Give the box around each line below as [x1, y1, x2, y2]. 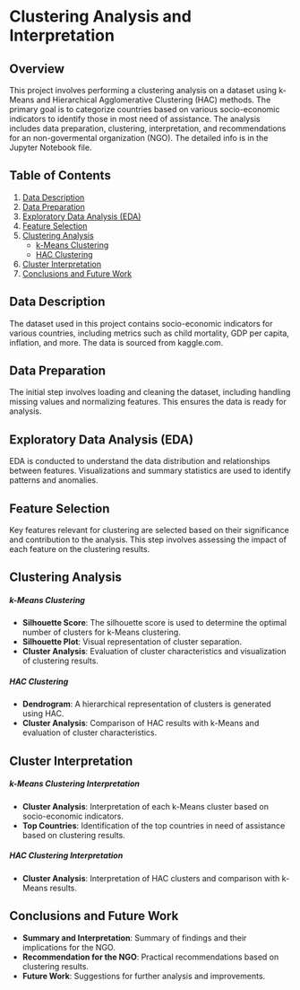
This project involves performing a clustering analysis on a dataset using [9, 85, 278, 95]
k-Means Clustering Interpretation [9, 778, 141, 789]
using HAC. [21, 708, 64, 719]
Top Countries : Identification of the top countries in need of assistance [21, 819, 286, 831]
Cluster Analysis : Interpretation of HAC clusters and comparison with [21, 872, 280, 883]
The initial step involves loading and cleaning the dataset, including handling [9, 387, 291, 398]
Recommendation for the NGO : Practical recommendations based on [21, 951, 279, 962]
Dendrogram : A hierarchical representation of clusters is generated [21, 698, 271, 710]
